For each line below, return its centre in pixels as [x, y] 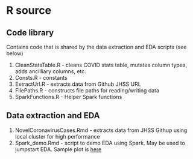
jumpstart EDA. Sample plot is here [58, 149]
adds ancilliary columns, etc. [50, 71]
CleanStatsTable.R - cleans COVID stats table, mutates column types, [101, 65]
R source [29, 10]
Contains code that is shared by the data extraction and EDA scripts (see [96, 47]
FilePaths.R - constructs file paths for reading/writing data [87, 90]
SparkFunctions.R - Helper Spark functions [68, 97]
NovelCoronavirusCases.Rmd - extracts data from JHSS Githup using [101, 130]
